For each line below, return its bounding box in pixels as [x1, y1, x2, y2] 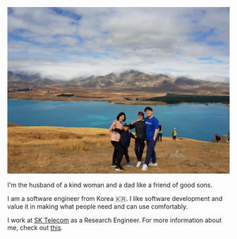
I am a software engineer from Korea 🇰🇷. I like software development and [7, 195, 223, 202]
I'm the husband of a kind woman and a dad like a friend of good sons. [7, 180, 213, 189]
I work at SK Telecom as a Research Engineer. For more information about [7, 216, 222, 224]
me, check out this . [7, 223, 63, 232]
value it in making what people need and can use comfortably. [7, 202, 188, 211]
